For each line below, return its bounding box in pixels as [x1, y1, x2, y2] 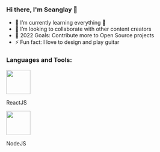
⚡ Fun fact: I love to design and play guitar [14, 38, 120, 46]
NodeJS [6, 139, 26, 147]
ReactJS [6, 99, 27, 106]
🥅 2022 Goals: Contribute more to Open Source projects [14, 32, 155, 39]
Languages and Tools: [6, 56, 72, 64]
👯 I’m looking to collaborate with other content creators [14, 25, 152, 32]
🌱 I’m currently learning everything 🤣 [14, 19, 106, 26]
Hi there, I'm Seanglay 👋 [6, 5, 78, 14]
